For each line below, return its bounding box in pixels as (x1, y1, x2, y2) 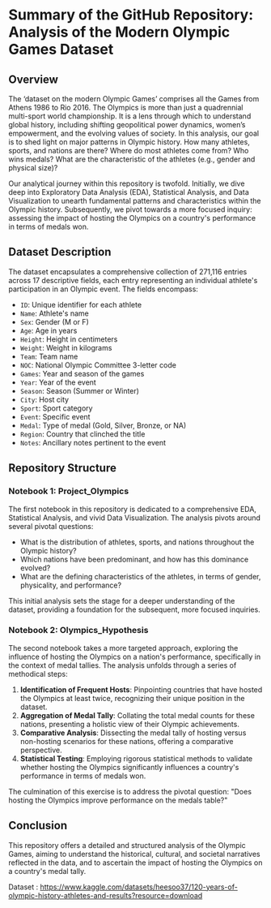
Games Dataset (8, 41, 114, 58)
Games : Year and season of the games (19, 368, 145, 378)
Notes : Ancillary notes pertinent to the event (19, 437, 167, 447)
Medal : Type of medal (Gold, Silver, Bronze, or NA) (19, 420, 187, 430)
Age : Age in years (19, 325, 78, 335)
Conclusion (8, 819, 68, 833)
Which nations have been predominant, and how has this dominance (19, 554, 249, 564)
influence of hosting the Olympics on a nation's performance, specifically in (8, 652, 261, 661)
